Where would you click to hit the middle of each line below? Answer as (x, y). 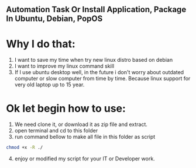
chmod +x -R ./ (25, 148)
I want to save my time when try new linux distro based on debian (94, 60)
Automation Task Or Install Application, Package (96, 10)
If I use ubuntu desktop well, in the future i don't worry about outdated (99, 72)
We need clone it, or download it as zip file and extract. (81, 124)
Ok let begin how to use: (66, 108)
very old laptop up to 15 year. (49, 85)
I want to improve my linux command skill (64, 66)
